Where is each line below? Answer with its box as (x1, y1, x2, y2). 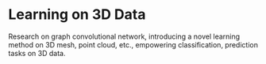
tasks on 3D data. (8, 48, 66, 58)
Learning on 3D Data (8, 6, 146, 24)
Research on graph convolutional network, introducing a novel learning (8, 32, 241, 41)
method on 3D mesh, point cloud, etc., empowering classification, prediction (8, 40, 258, 49)
